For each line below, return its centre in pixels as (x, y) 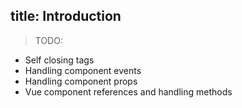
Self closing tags (59, 60)
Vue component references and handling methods (128, 91)
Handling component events (83, 70)
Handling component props (81, 81)
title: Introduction (66, 16)
